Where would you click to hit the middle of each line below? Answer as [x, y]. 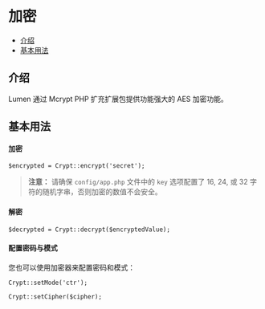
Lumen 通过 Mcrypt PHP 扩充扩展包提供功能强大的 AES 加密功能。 [118, 99]
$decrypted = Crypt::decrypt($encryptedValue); [90, 230]
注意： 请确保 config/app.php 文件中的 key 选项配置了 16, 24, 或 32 [138, 182]
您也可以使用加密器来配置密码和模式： [71, 267]
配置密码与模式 [33, 248]
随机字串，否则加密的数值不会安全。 [102, 192]
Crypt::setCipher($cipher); [55, 297]
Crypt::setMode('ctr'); [48, 283]
